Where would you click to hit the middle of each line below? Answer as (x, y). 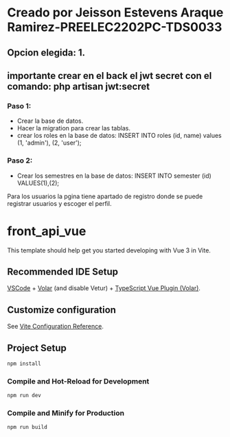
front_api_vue (47, 231)
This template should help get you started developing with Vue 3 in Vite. (109, 250)
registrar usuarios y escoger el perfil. (59, 203)
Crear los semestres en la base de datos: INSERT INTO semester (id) (114, 176)
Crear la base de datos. (50, 121)
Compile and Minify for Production (66, 413)
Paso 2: (20, 161)
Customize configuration (62, 310)
